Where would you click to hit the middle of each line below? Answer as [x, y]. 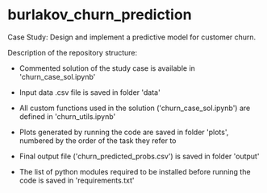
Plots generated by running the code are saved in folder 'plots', [124, 132]
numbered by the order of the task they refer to [98, 140]
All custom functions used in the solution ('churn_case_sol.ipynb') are [135, 108]
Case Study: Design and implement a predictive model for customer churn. [132, 37]
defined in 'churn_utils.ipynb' [67, 116]
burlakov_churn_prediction [100, 15]
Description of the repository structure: [73, 52]
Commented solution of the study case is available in [107, 68]
